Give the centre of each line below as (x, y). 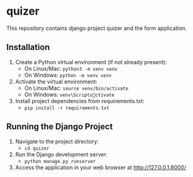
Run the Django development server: (61, 154)
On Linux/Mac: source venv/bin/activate (76, 88)
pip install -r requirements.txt (67, 108)
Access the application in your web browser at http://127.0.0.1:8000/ (100, 167)
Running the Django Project (60, 127)
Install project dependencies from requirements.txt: (80, 101)
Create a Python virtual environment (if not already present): (91, 62)
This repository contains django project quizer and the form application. (97, 28)
